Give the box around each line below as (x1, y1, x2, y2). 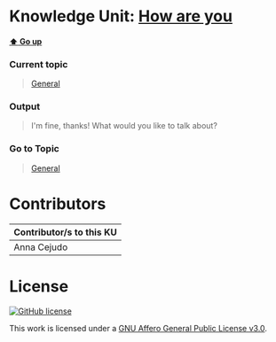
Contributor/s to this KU (13, 226, 117, 238)
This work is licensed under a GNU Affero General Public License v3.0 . (9, 323, 268, 333)
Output (9, 100, 41, 113)
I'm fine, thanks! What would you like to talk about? (30, 120, 217, 131)
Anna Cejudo (13, 241, 68, 253)
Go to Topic (9, 143, 59, 155)
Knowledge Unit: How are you (9, 6, 233, 27)
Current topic (9, 58, 68, 70)
